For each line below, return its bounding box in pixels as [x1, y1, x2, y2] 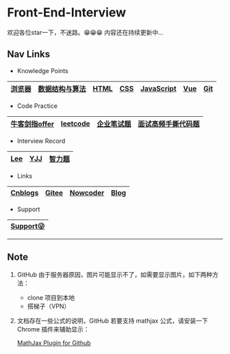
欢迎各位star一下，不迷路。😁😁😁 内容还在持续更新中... [7, 28, 164, 36]
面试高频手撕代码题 [138, 119, 200, 128]
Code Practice [16, 101, 58, 110]
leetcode [60, 118, 90, 128]
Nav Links [7, 49, 50, 60]
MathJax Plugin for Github [16, 338, 91, 346]
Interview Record [16, 137, 66, 145]
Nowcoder [69, 188, 105, 198]
